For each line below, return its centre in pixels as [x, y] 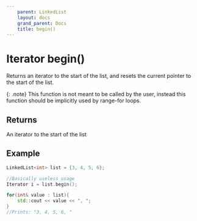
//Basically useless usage [41, 178]
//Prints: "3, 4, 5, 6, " [39, 212]
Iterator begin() [46, 59]
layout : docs [34, 18]
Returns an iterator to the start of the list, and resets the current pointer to [99, 76]
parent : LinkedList [42, 12]
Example [23, 154]
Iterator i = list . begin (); [42, 184]
